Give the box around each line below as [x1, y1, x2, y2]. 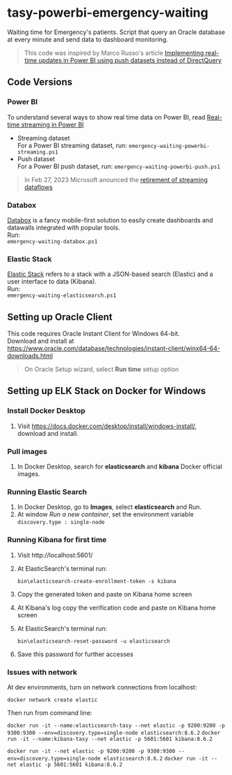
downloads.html [7, 352, 53, 360]
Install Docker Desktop [7, 406, 85, 416]
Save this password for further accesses [17, 650, 134, 658]
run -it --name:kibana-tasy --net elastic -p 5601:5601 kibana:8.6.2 [7, 735, 213, 742]
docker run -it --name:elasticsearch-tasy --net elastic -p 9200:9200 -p [7, 721, 226, 729]
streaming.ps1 [17, 148, 58, 156]
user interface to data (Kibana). [7, 277, 97, 286]
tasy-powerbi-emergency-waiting [7, 5, 208, 21]
